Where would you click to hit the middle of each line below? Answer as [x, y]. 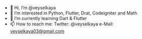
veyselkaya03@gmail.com [37, 31]
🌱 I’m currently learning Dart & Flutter [48, 18]
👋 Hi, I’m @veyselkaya [33, 8]
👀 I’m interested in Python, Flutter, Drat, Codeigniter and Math [74, 13]
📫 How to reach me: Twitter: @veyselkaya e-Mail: [62, 24]
